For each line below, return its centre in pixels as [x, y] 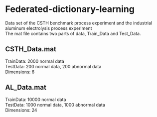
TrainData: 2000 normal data [35, 61]
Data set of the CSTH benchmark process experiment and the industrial [79, 23]
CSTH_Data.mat [31, 49]
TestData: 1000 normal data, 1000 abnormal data [55, 105]
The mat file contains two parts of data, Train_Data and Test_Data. [73, 33]
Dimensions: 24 [21, 110]
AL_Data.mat [26, 87]
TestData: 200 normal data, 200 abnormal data [53, 66]
